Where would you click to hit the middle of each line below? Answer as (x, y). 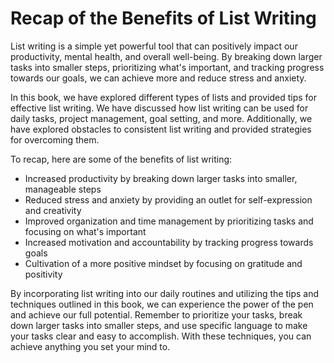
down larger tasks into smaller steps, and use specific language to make (159, 325)
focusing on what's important (85, 231)
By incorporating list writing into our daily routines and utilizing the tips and (165, 293)
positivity (43, 274)
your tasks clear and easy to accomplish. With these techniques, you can (161, 336)
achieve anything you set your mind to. (90, 346)
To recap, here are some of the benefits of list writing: (121, 159)
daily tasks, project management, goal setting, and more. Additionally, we (161, 118)
